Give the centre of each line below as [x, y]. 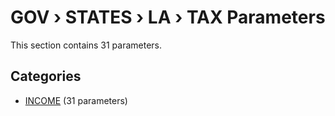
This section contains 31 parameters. [86, 45]
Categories [46, 76]
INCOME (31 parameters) [76, 100]
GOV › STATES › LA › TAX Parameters [168, 17]
